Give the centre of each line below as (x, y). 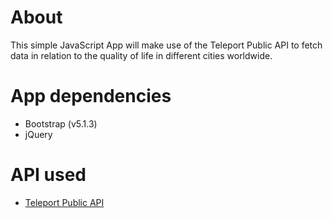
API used (48, 175)
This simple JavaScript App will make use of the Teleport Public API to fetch (166, 45)
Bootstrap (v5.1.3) (61, 123)
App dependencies (91, 96)
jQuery (38, 134)
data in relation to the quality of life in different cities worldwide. (141, 55)
